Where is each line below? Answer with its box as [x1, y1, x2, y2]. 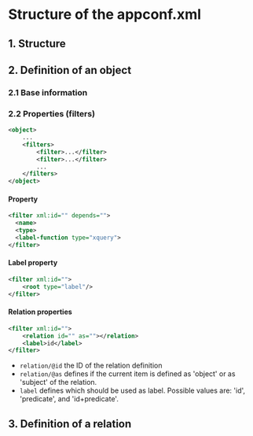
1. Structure [8, 37, 67, 50]
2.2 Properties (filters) [8, 108, 96, 119]
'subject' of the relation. [19, 378, 97, 387]
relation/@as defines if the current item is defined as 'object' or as [19, 369, 236, 379]
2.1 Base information [8, 87, 88, 98]
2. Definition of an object [8, 63, 132, 76]
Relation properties [8, 307, 72, 316]
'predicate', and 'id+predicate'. [19, 394, 119, 404]
